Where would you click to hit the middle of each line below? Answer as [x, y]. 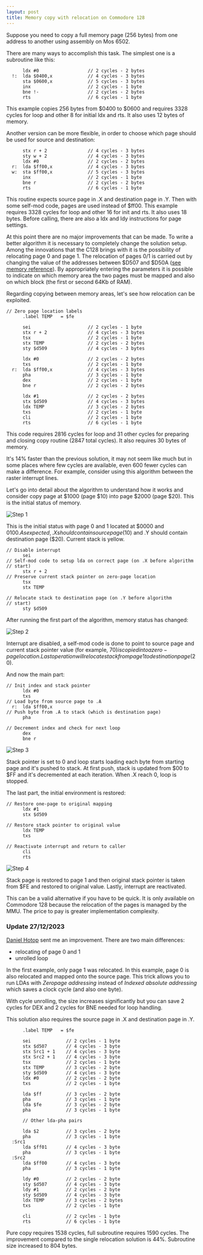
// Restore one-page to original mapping [59, 804]
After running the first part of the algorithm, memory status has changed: [98, 620]
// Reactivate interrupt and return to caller [66, 846]
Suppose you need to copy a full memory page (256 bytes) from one [92, 35]
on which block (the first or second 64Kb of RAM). [69, 282]
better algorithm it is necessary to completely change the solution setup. [97, 243]
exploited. [19, 300]
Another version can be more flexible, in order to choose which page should [101, 133]
